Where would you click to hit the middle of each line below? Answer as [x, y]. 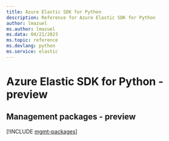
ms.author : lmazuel [31, 29]
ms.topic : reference [32, 40]
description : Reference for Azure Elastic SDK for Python [81, 18]
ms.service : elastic [32, 52]
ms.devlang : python [31, 46]
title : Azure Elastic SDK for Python [54, 12]
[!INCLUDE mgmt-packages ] [42, 131]
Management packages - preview [71, 117]
